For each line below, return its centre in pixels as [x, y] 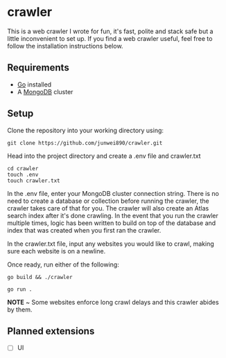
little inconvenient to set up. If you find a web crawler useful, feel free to [110, 38]
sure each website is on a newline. [56, 251]
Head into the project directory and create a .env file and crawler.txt [104, 156]
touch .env [23, 174]
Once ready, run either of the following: [63, 265]
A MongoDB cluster [45, 91]
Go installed [34, 84]
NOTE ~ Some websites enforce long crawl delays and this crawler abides [113, 302]
